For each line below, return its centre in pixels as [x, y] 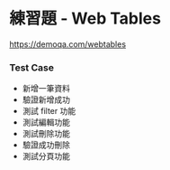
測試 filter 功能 [49, 111]
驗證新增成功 [46, 99]
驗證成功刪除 [46, 145]
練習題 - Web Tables [85, 19]
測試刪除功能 [46, 134]
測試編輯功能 [46, 122]
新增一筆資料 [46, 89]
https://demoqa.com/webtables [68, 44]
